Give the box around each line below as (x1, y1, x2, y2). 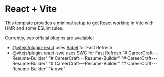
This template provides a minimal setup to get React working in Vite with (5, 20, 154, 26)
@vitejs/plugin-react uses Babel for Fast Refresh (12, 44, 113, 50)
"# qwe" (48, 66, 66, 72)
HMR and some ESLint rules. (5, 25, 64, 31)
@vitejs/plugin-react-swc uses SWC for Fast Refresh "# (12, 50, 127, 56)
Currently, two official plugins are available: (5, 35, 94, 41)
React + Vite (5, 3, 57, 15)
